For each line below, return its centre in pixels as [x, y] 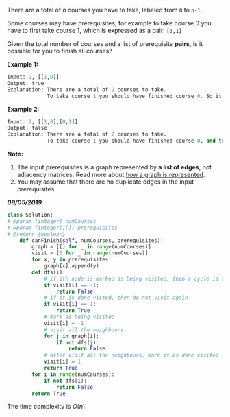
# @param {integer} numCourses [52, 221]
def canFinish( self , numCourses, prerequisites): [92, 240]
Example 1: [23, 64]
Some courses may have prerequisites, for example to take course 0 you [110, 23]
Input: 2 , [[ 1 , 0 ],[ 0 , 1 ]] [42, 122]
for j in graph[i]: [71, 336]
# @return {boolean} [37, 234]
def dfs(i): [49, 272]
